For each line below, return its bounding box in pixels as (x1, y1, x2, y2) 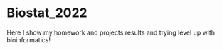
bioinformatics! (6, 35, 51, 44)
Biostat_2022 (6, 5, 88, 21)
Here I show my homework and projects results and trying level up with (6, 28, 215, 37)
